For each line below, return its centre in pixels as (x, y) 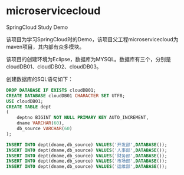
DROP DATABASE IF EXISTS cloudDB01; (51, 90)
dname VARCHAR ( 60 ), (41, 123)
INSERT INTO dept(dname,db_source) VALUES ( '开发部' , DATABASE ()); (87, 145)
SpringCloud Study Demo (37, 27)
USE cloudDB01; (25, 101)
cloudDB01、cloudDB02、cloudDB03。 (54, 67)
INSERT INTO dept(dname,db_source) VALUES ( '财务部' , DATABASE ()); (87, 156)
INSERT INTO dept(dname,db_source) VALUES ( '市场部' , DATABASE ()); (87, 161)
